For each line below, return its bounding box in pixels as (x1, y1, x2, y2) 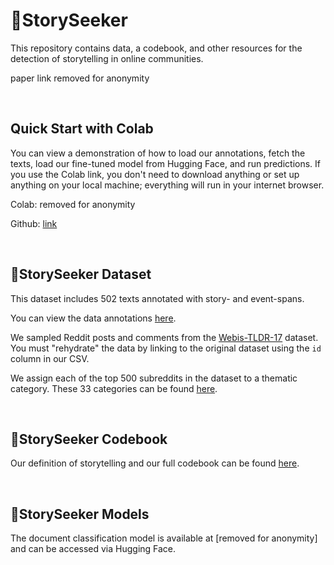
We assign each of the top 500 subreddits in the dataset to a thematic (10, 372, 298, 384)
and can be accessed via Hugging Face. (10, 543, 177, 555)
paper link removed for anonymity (10, 72, 150, 84)
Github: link (10, 217, 58, 229)
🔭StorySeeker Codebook (10, 430, 168, 448)
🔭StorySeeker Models (10, 505, 150, 523)
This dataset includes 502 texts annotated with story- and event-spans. (10, 292, 305, 304)
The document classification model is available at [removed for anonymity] (10, 532, 318, 544)
